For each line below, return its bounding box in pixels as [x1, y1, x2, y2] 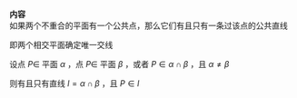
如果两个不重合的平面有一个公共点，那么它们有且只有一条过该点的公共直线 [9, 20, 288, 31]
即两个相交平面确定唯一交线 [9, 40, 114, 50]
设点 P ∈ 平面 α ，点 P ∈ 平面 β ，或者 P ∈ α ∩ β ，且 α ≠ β [9, 59, 230, 69]
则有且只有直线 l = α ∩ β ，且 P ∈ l [9, 78, 140, 89]
